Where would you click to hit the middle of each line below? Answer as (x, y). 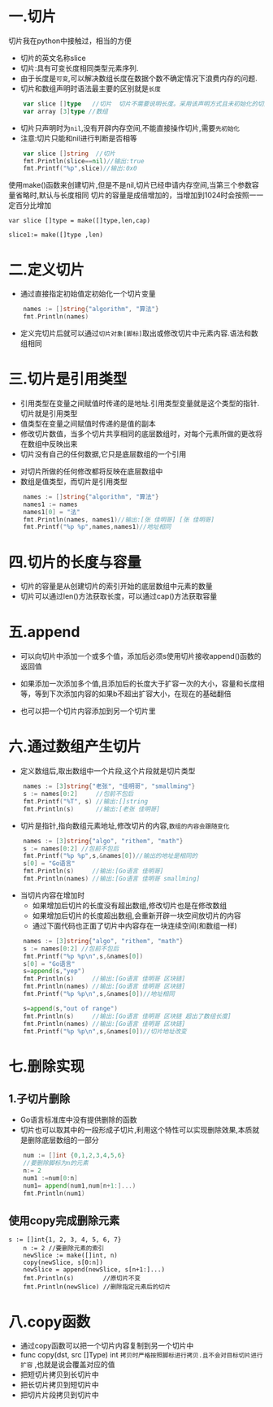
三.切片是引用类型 (68, 379)
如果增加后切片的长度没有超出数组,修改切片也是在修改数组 (130, 905)
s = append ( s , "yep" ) (54, 972)
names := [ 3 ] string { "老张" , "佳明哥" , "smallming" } (109, 786)
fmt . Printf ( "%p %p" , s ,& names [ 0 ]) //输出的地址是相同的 (110, 856)
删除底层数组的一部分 (63, 1140)
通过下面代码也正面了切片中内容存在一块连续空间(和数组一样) (134, 925)
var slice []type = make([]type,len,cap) (80, 221)
